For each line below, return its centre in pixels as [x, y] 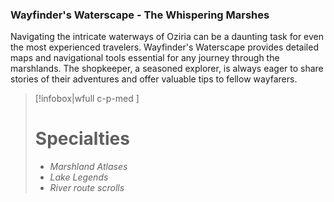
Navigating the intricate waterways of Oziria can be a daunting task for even [167, 37]
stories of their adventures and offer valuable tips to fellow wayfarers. [154, 79]
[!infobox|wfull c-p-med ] [87, 99]
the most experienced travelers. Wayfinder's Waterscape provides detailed [164, 47]
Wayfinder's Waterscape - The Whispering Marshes [140, 15]
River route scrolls [87, 188]
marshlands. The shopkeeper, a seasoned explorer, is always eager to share [167, 69]
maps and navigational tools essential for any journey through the [145, 58]
